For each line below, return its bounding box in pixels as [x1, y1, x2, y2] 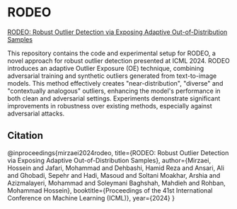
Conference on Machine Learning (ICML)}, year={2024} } [7, 193, 175, 202]
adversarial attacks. [7, 109, 65, 118]
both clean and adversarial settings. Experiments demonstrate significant [7, 94, 221, 103]
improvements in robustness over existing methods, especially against [7, 101, 212, 110]
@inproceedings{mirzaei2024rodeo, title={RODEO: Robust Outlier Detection [7, 148, 229, 157]
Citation [7, 130, 44, 142]
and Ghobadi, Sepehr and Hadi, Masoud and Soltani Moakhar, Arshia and [7, 171, 221, 179]
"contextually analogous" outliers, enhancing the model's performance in [7, 86, 221, 95]
